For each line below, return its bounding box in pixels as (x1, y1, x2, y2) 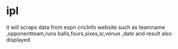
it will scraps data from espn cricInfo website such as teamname (6, 24, 165, 31)
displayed (6, 36, 31, 43)
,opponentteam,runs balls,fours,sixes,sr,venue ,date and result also (6, 30, 172, 37)
